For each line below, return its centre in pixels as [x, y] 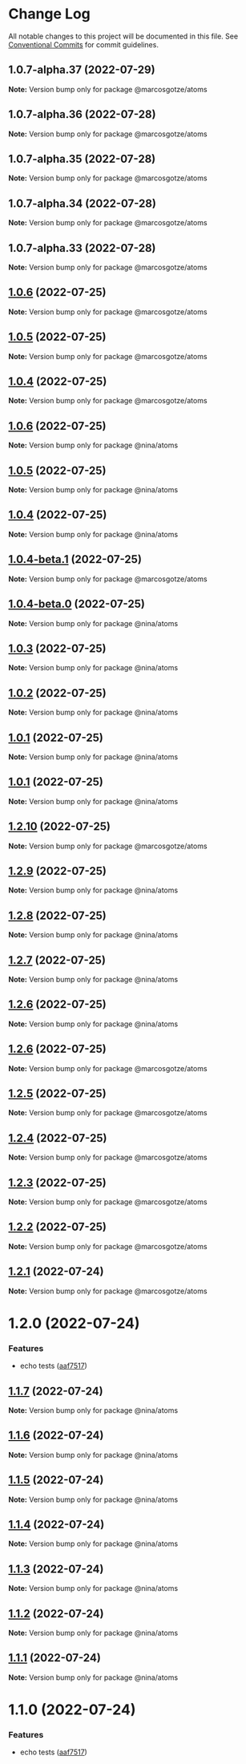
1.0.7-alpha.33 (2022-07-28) [82, 248]
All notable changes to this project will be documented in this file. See [123, 36]
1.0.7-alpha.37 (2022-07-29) [82, 70]
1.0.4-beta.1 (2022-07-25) [75, 559]
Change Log [49, 14]
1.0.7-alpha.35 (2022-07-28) [82, 158]
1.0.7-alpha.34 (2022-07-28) [82, 203]
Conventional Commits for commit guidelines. [83, 44]
